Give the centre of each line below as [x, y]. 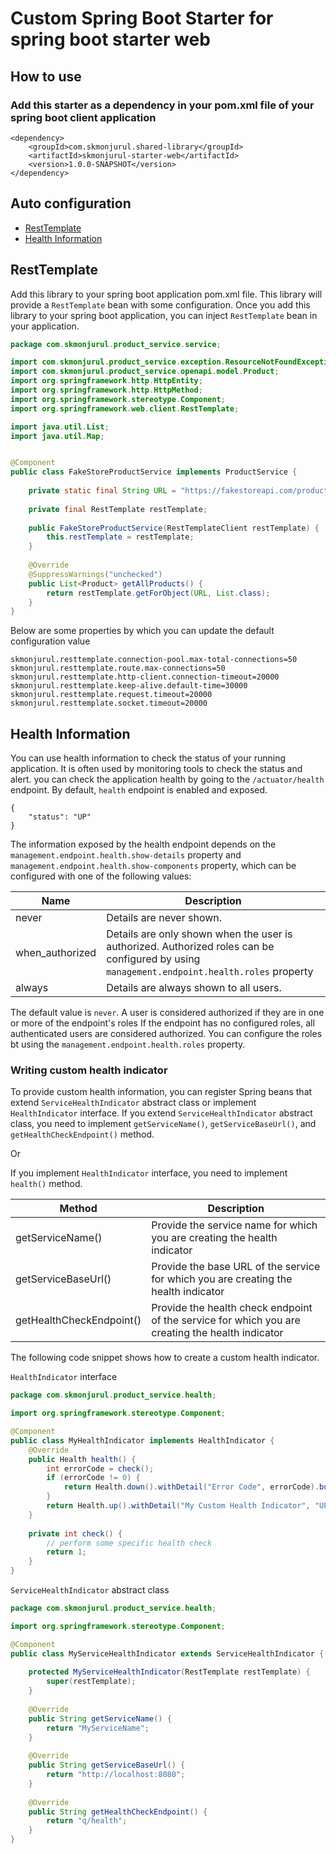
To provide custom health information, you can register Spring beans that [161, 1092]
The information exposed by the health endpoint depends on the [143, 844]
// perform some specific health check [129, 1543]
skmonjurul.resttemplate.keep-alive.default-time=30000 [129, 686]
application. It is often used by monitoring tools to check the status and [156, 769]
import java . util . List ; [60, 427]
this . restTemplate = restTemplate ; [120, 537]
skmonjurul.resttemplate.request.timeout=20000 [111, 695]
